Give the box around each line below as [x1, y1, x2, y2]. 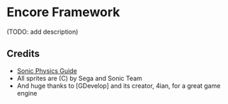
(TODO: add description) [6, 27, 79, 36]
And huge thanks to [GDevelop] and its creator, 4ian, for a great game [16, 82, 221, 90]
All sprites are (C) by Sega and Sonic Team [16, 74, 142, 82]
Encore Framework [6, 4, 120, 20]
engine [16, 89, 38, 97]
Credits [6, 48, 40, 60]
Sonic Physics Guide [16, 66, 77, 74]
